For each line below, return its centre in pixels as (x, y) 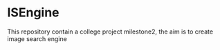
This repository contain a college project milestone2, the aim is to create (110, 32)
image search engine (37, 38)
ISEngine (34, 13)
